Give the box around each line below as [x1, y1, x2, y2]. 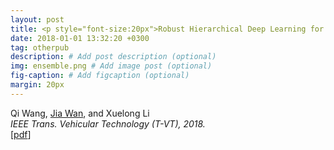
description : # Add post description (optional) [10, 52, 217, 62]
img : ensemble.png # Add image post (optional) [10, 61, 213, 71]
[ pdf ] [10, 128, 32, 140]
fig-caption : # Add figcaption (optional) [10, 71, 190, 81]
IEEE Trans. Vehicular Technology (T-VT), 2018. [10, 117, 206, 130]
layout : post [10, 14, 65, 25]
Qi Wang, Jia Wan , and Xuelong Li [10, 107, 150, 119]
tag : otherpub [10, 42, 70, 53]
